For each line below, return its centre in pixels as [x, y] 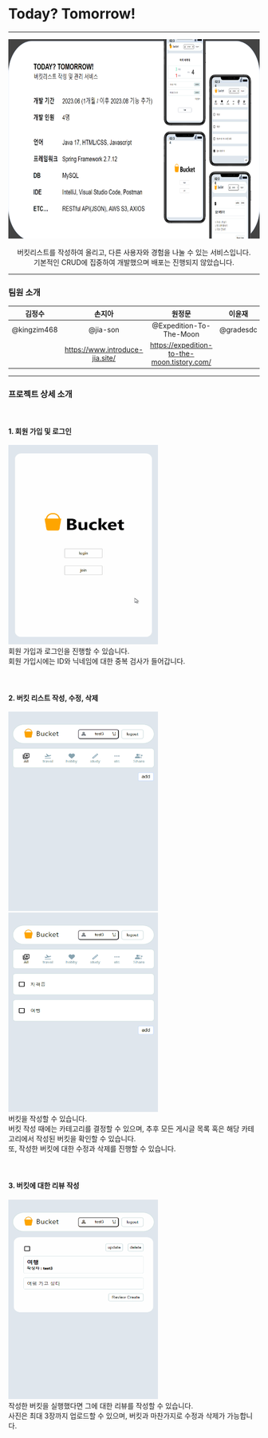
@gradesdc [238, 330]
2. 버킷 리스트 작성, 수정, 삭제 [53, 698]
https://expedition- [181, 345]
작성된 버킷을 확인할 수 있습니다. [86, 1139]
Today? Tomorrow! [72, 14]
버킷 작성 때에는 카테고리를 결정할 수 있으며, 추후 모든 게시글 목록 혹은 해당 [124, 1129]
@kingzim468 [35, 330]
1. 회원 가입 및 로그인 [40, 431]
